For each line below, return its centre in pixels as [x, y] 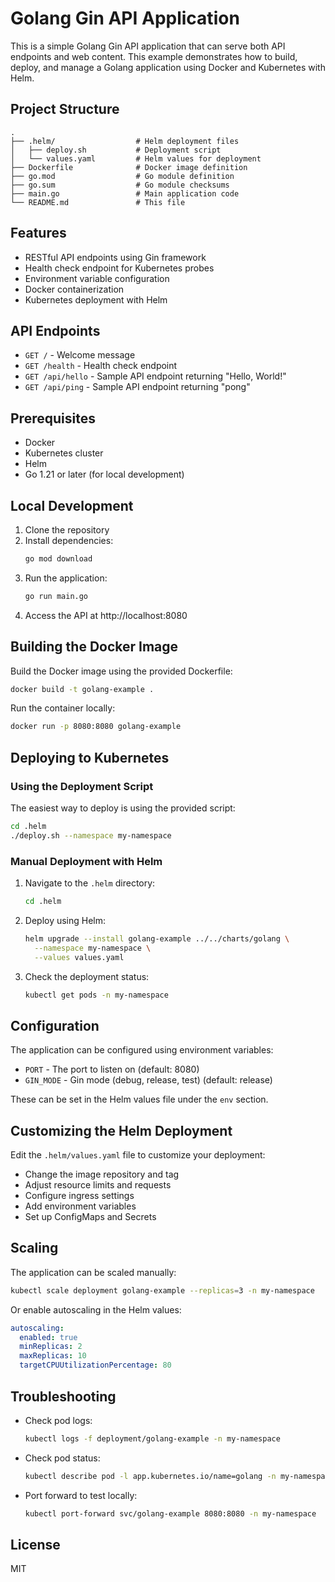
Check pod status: [62, 1458]
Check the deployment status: [87, 976]
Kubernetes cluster [64, 453]
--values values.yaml [79, 957]
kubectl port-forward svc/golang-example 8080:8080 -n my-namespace [170, 1513]
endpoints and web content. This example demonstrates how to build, [154, 56]
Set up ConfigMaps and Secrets [90, 1217]
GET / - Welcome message [80, 355]
